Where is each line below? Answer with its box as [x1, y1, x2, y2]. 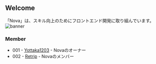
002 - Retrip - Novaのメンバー [12, 54, 74, 60]
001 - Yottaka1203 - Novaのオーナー [12, 47, 86, 53]
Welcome [5, 4, 35, 12]
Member [5, 35, 26, 42]
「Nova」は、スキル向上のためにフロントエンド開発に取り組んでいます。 [5, 17, 155, 24]
